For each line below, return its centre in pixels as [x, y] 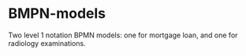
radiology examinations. [47, 43]
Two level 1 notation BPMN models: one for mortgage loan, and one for [123, 35]
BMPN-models [57, 14]
